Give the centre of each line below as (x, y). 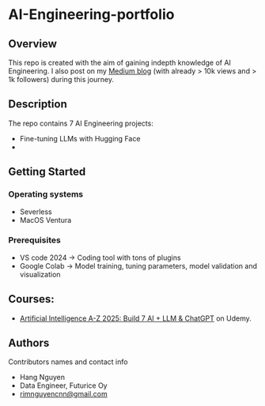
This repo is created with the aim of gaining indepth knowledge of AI (120, 62)
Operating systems (46, 194)
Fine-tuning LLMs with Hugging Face (80, 138)
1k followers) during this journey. (61, 79)
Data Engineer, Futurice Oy (64, 385)
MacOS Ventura (45, 220)
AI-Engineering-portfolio (91, 15)
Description (38, 104)
